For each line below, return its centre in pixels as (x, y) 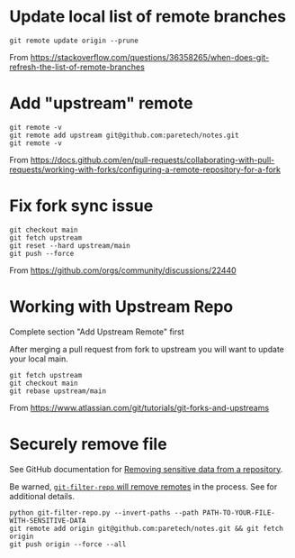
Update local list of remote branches (148, 17)
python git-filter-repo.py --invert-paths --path (104, 512)
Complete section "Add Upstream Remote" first (97, 332)
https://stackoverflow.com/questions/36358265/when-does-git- (150, 57)
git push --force (42, 253)
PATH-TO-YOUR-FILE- (239, 512)
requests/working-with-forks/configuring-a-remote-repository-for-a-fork (145, 169)
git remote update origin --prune (74, 41)
